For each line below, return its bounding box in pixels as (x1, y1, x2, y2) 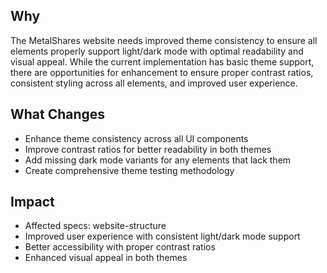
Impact (10, 194, 55, 211)
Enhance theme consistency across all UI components (24, 132, 249, 144)
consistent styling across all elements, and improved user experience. (10, 77, 298, 89)
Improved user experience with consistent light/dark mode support (24, 230, 301, 243)
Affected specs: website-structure (24, 220, 167, 232)
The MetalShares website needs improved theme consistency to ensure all (10, 34, 318, 46)
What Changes (10, 106, 106, 123)
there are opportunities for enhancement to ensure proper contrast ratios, (10, 66, 314, 78)
